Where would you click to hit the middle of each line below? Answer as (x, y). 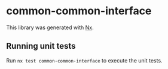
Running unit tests (41, 46)
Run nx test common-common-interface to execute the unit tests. (84, 60)
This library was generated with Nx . (50, 27)
